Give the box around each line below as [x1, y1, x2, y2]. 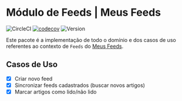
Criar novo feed [14, 75, 53, 82]
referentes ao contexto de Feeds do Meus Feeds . [6, 43, 124, 50]
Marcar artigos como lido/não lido [14, 88, 97, 95]
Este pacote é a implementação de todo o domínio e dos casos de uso [6, 36, 176, 43]
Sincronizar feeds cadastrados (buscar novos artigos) [14, 82, 146, 89]
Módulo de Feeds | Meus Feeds [6, 6, 161, 19]
